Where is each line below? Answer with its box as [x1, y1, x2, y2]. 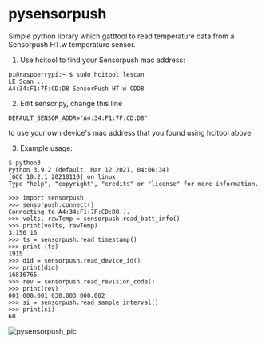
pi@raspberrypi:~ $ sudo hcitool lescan [8, 70, 145, 78]
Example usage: [19, 143, 73, 152]
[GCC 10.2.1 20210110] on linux [8, 172, 116, 180]
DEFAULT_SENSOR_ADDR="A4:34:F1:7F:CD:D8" [8, 113, 149, 122]
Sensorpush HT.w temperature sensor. [8, 39, 136, 49]
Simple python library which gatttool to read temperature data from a [8, 31, 235, 41]
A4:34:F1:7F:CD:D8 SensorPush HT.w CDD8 [8, 85, 145, 93]
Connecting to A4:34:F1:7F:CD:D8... [8, 208, 130, 215]
